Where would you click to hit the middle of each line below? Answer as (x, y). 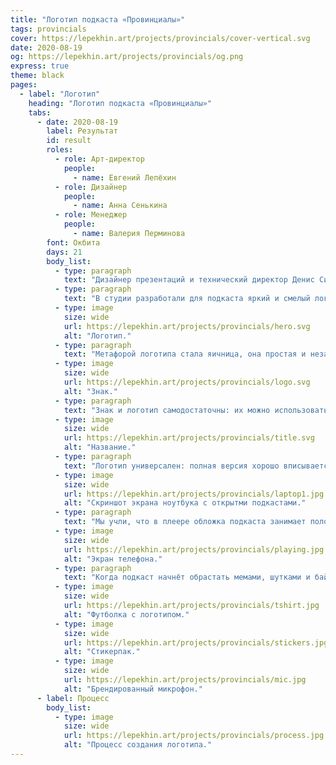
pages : (24, 85)
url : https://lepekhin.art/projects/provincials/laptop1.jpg (194, 494)
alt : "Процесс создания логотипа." (138, 745)
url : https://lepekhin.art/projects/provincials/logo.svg (187, 382)
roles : (60, 150)
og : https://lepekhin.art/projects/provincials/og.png (127, 57)
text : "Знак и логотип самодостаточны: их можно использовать (196, 410)
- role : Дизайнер (91, 187)
